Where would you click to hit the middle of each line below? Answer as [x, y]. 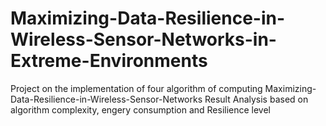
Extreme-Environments [109, 61]
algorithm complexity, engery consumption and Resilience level [141, 109]
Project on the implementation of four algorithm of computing [136, 88]
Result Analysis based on [256, 99]
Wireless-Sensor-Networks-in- [143, 39]
